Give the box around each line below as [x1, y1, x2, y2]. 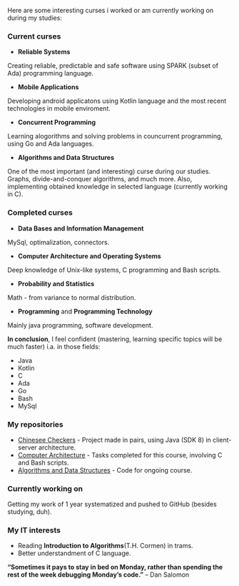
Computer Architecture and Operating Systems [17, 251, 162, 260]
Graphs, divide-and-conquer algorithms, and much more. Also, [7, 175, 193, 183]
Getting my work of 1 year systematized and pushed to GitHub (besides [7, 500, 218, 509]
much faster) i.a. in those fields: [7, 342, 101, 350]
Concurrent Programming [17, 118, 96, 127]
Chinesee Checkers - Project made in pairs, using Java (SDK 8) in [17, 435, 212, 444]
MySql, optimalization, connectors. [7, 238, 110, 246]
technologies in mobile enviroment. [7, 104, 111, 113]
